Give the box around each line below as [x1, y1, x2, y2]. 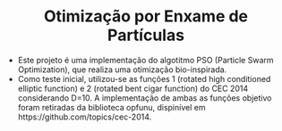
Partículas [107, 25, 185, 45]
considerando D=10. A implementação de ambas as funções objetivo [17, 92, 272, 103]
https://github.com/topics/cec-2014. [17, 111, 152, 122]
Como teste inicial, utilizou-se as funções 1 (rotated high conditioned [17, 73, 271, 84]
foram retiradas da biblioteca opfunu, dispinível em [17, 102, 206, 112]
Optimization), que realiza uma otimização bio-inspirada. [17, 64, 227, 75]
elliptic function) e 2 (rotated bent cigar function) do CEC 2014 [17, 83, 249, 94]
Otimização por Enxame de [43, 6, 249, 27]
